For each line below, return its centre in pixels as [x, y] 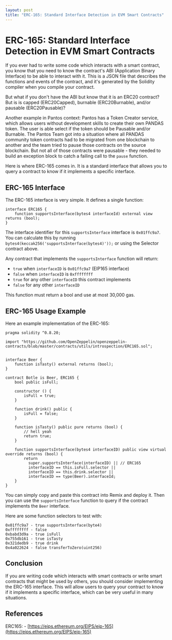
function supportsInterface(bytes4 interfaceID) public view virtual [91, 450]
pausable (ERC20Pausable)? [35, 108]
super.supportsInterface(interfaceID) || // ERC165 [84, 463]
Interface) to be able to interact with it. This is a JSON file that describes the [85, 76]
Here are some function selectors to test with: [54, 516]
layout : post [19, 10]
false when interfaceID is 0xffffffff [53, 274]
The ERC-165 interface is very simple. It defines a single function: [74, 200]
